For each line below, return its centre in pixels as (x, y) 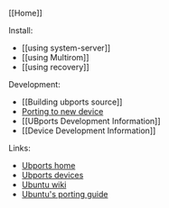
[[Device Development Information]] (89, 131)
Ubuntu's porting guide (65, 194)
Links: (19, 148)
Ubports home (48, 165)
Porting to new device (62, 111)
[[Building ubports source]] (72, 102)
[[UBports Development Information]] (91, 121)
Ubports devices (52, 175)
